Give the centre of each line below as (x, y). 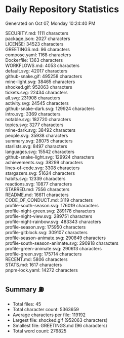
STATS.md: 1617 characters (34, 265)
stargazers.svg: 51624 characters (40, 173)
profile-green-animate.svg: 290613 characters (54, 248)
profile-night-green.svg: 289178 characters (50, 211)
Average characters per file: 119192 (49, 315)
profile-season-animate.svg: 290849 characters (56, 238)
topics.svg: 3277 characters (34, 125)
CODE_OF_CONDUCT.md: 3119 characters (49, 200)
